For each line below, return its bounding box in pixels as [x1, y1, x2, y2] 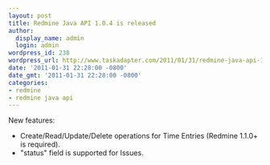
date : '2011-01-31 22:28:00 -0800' [8, 64, 128, 72]
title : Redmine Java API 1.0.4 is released [8, 19, 157, 27]
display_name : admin [15, 34, 84, 42]
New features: [8, 115, 55, 125]
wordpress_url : [8, 57, 59, 65]
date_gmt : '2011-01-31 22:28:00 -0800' [8, 71, 142, 79]
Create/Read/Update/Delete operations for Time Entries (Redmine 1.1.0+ [19, 131, 259, 141]
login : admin [15, 42, 59, 50]
